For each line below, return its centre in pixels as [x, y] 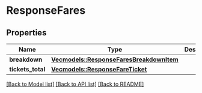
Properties [26, 33]
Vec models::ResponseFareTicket [99, 69]
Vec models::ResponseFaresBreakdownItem [115, 59]
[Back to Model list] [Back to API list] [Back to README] [75, 84]
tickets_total [27, 69]
